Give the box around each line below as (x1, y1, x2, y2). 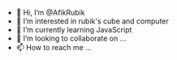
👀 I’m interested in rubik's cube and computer (15, 16, 169, 26)
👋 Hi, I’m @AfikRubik (15, 8, 85, 17)
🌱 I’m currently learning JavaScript (15, 25, 132, 34)
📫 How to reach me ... (15, 43, 92, 52)
